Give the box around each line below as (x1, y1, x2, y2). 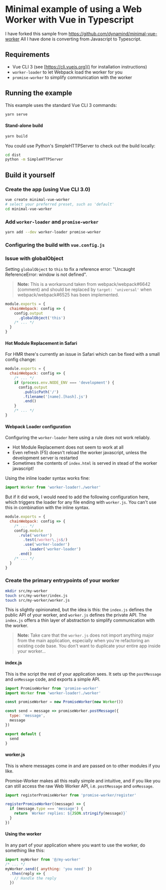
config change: (5, 356, 36, 363)
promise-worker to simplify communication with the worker (12, 74, 133, 80)
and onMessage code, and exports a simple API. (5, 676, 100, 682)
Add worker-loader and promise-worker (5, 218, 99, 225)
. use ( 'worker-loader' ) (23, 542, 70, 547)
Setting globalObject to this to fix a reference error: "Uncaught (5, 266, 135, 272)
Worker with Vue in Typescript (5, 14, 134, 25)
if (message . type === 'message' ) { (9, 806, 83, 812)
